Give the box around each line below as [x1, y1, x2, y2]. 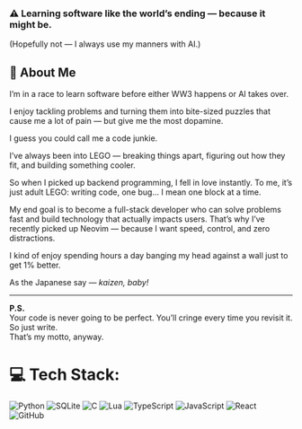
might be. [9, 18, 52, 31]
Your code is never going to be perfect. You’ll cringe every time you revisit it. [9, 312, 293, 323]
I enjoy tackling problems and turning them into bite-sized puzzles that [9, 106, 271, 117]
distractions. [9, 232, 56, 244]
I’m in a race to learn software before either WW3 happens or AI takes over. [9, 89, 289, 100]
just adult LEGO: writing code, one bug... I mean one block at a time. [9, 187, 262, 197]
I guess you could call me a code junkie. [9, 133, 158, 144]
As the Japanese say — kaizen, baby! [9, 277, 149, 288]
